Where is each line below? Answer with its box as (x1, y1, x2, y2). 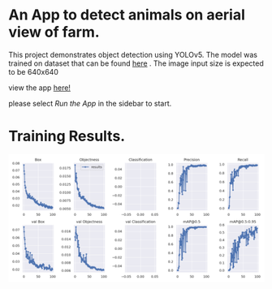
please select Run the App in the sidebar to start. (8, 98, 172, 108)
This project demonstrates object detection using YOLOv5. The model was (8, 50, 258, 59)
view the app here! (8, 83, 71, 93)
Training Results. (8, 127, 126, 145)
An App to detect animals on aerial (8, 6, 246, 24)
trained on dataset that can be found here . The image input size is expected (8, 58, 264, 68)
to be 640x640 (8, 67, 59, 76)
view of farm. (8, 23, 100, 41)
